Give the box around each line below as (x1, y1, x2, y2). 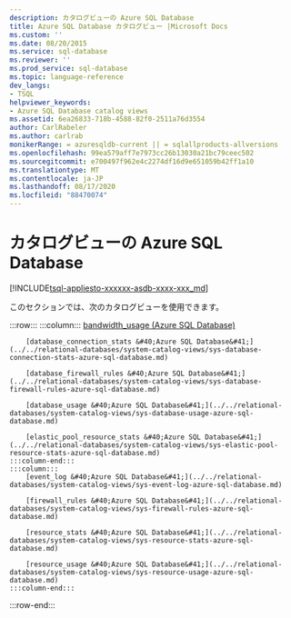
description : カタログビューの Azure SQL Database (9, 13, 195, 23)
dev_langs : (9, 81, 51, 90)
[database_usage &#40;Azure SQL (25, 401, 148, 410)
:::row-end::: (9, 599, 56, 610)
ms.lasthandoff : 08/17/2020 (9, 183, 116, 192)
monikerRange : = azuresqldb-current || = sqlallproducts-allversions (9, 140, 279, 149)
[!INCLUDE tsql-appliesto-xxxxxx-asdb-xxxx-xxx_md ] (9, 283, 209, 294)
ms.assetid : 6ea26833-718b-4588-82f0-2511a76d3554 (9, 115, 206, 124)
